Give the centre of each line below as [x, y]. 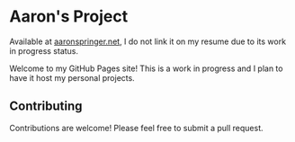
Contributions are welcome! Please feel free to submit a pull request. [136, 128]
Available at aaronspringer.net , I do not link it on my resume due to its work [147, 41]
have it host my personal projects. [72, 77]
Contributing [46, 106]
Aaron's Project [69, 17]
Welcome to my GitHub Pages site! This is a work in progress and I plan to [146, 68]
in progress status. [44, 50]
